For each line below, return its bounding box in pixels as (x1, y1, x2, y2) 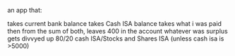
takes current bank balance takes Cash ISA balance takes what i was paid (7, 20, 222, 27)
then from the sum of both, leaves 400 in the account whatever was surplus (7, 27, 228, 35)
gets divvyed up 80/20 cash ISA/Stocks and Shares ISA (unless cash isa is (7, 34, 224, 43)
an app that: (7, 6, 42, 14)
